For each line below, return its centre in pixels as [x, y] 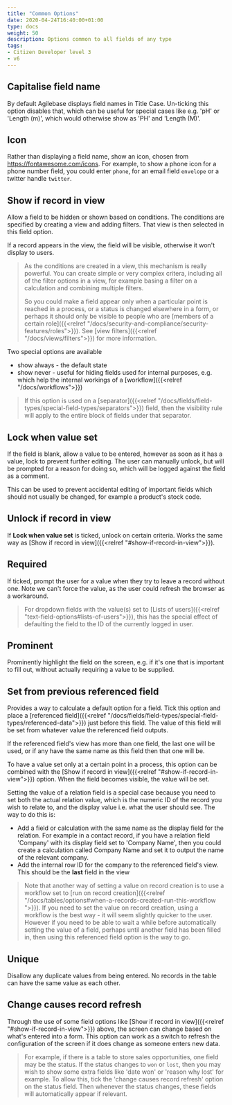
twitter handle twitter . [39, 179]
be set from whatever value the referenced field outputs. [88, 730]
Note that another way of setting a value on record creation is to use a [124, 886]
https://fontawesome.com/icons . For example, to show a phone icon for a [112, 164]
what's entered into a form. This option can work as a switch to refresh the [114, 1036]
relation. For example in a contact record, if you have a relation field [113, 836]
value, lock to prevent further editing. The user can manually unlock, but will [116, 461]
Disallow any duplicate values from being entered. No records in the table [112, 976]
